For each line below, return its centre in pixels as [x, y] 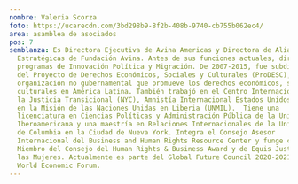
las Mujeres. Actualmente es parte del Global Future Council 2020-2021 [154, 157]
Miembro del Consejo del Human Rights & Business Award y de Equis [145, 149]
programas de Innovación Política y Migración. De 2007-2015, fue [142, 67]
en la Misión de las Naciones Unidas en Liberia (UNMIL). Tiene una [148, 108]
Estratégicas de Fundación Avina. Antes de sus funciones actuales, [146, 58]
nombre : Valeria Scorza [53, 17]
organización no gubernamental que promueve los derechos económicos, [150, 83]
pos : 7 [21, 42]
